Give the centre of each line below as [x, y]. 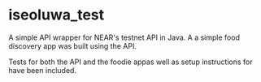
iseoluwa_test [57, 15]
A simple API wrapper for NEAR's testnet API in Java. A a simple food [124, 37]
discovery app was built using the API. [72, 45]
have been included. [43, 70]
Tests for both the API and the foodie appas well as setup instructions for [130, 62]
